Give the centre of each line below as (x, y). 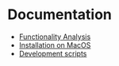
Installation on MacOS (55, 45)
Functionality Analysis (55, 37)
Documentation (60, 15)
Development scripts (53, 53)
